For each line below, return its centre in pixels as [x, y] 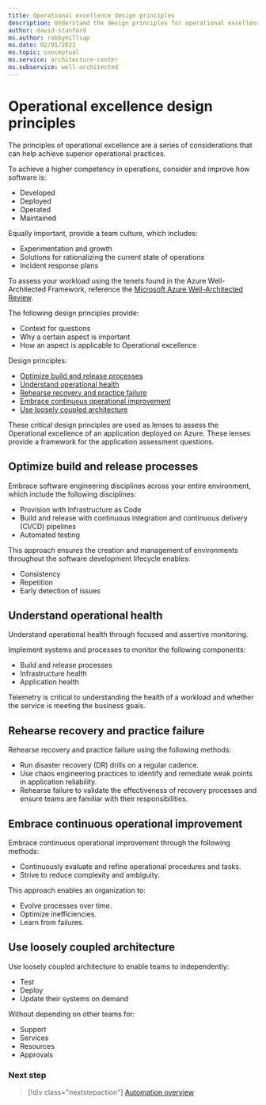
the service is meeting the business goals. [77, 706]
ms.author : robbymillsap [49, 38]
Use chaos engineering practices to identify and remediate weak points [136, 774]
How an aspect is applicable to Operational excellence [108, 345]
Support [33, 1029]
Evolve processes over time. [66, 905]
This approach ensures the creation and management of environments [123, 550]
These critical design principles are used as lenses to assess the [114, 425]
